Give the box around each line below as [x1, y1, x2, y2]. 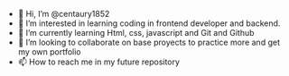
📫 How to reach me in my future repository [17, 56, 181, 67]
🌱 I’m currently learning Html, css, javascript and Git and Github [17, 28, 255, 38]
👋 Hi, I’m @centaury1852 [17, 9, 110, 19]
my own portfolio [17, 46, 81, 57]
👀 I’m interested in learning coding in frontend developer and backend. [17, 18, 281, 29]
